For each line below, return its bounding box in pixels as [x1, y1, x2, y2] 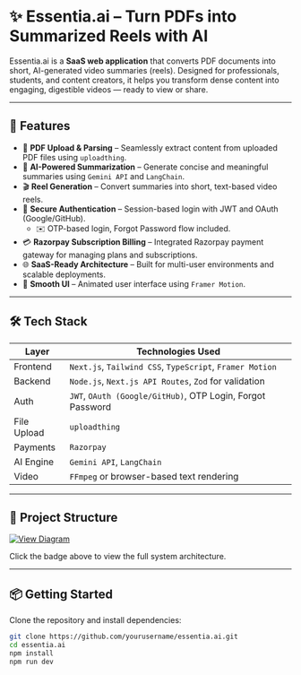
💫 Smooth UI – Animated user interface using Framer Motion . [21, 278, 246, 289]
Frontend [13, 360, 52, 373]
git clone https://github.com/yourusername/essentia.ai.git [9, 632, 239, 642]
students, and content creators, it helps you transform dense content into [9, 74, 279, 85]
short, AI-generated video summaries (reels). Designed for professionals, [9, 65, 279, 75]
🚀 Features [9, 118, 71, 134]
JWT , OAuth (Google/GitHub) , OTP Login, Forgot [69, 389, 266, 402]
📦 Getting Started [9, 586, 114, 601]
